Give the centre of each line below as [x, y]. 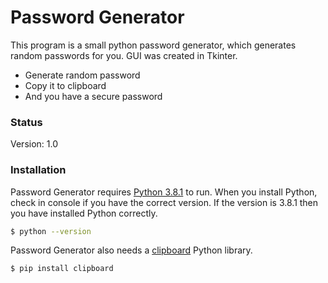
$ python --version [51, 231]
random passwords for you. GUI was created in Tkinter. [124, 55]
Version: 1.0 [34, 144]
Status [26, 122]
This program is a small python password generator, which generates [153, 45]
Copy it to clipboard [65, 85]
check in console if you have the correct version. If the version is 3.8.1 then [164, 202]
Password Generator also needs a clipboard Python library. [131, 250]
